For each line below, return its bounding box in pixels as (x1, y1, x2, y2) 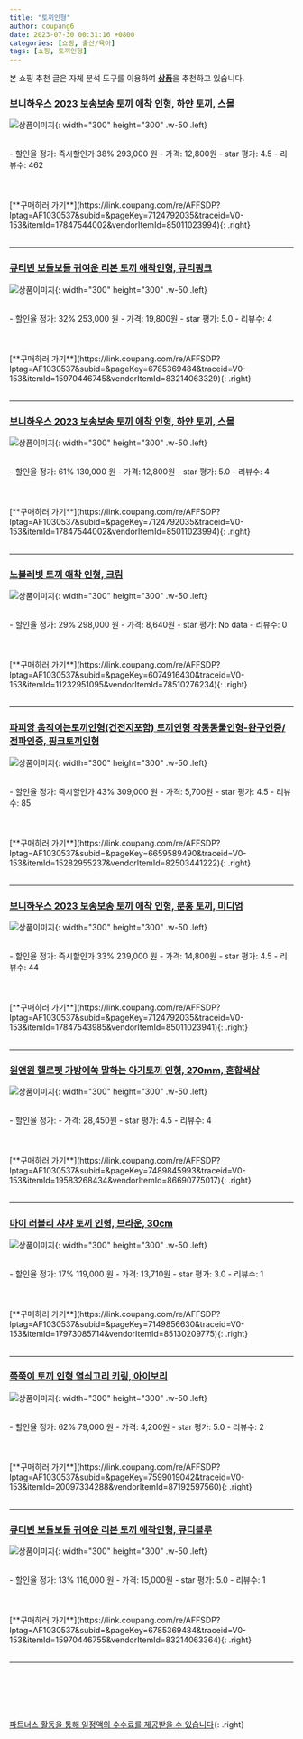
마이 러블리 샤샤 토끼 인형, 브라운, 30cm (9, 1217, 174, 1229)
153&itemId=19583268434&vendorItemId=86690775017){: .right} (9, 1175, 252, 1186)
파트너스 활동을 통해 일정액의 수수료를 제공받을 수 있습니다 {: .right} (9, 1719, 245, 1730)
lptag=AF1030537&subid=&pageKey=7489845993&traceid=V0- (9, 1165, 246, 1176)
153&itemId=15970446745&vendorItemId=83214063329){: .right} (9, 372, 252, 384)
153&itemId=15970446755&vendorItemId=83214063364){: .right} (9, 1634, 252, 1645)
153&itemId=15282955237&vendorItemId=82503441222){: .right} (9, 857, 251, 868)
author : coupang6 (9, 22, 75, 31)
